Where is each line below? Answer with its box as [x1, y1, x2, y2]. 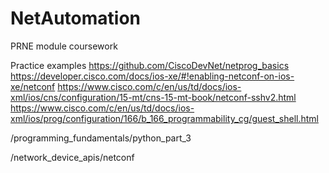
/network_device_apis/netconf [10, 151, 135, 163]
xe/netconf [10, 80, 56, 92]
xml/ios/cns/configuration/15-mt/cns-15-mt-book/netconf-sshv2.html [10, 91, 297, 103]
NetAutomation [10, 7, 142, 30]
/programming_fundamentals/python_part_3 [10, 132, 192, 144]
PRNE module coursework [10, 40, 118, 52]
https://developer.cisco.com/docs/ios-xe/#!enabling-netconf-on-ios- [10, 70, 295, 82]
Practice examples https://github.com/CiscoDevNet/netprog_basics [10, 59, 290, 71]
